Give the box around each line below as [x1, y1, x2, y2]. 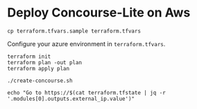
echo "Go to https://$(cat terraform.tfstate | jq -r [7, 89, 166, 96]
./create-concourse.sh [7, 77, 73, 84]
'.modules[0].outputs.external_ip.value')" [7, 95, 135, 102]
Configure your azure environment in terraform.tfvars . [7, 39, 166, 48]
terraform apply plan [7, 65, 70, 72]
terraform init [7, 53, 51, 60]
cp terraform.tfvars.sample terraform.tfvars [7, 28, 141, 34]
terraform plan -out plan [7, 59, 82, 66]
